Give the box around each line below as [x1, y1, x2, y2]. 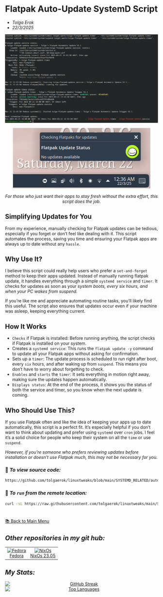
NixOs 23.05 [30, 553, 56, 559]
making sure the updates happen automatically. [12, 377, 107, 383]
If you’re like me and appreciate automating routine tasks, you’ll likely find [5, 298, 152, 304]
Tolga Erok [12, 19, 34, 25]
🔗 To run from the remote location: [5, 490, 87, 496]
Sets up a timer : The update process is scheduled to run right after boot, [12, 356, 158, 362]
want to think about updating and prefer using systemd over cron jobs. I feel [5, 429, 155, 436]
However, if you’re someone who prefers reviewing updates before [5, 449, 139, 455]
